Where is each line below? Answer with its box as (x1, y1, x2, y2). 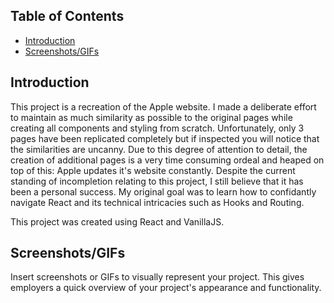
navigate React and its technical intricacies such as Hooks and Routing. (10, 196, 305, 208)
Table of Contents (10, 8, 125, 25)
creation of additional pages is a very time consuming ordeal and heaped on (10, 154, 325, 166)
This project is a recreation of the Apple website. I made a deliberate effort (10, 100, 317, 113)
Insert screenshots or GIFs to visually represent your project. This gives (10, 271, 305, 283)
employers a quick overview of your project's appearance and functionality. (10, 282, 322, 294)
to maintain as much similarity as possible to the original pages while (10, 111, 293, 123)
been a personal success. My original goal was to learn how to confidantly (10, 185, 317, 198)
